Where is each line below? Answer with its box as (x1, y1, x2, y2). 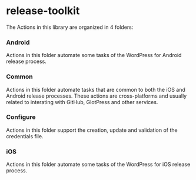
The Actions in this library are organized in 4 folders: (6, 24, 134, 31)
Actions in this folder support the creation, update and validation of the (6, 126, 178, 134)
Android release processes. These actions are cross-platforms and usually (6, 92, 187, 99)
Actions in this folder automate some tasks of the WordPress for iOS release (6, 161, 191, 168)
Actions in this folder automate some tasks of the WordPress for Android (6, 52, 182, 59)
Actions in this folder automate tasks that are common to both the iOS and (6, 86, 185, 93)
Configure (6, 113, 36, 121)
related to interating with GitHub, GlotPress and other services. (6, 98, 158, 105)
